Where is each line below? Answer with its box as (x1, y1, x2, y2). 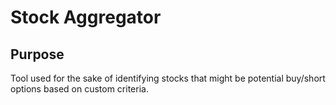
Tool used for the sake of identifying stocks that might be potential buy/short (10, 72, 326, 84)
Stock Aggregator (10, 6, 162, 29)
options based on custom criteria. (10, 83, 149, 95)
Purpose (10, 46, 65, 63)
